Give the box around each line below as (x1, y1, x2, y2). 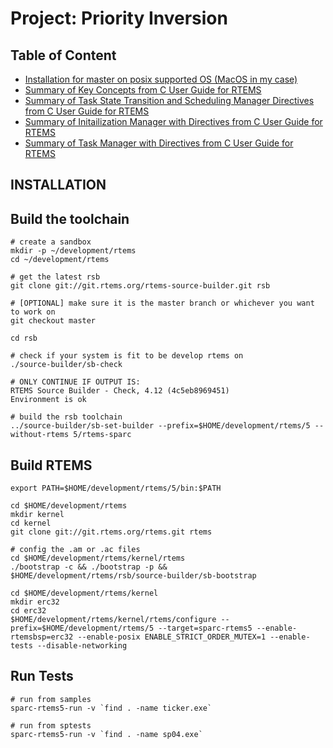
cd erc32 (10, 606, 47, 616)
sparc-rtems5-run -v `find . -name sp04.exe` (10, 729, 203, 739)
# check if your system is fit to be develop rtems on (10, 351, 244, 361)
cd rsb (10, 333, 38, 344)
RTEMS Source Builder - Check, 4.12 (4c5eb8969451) (10, 386, 230, 396)
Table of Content (10, 47, 117, 64)
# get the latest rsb (10, 272, 101, 282)
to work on (10, 307, 56, 317)
